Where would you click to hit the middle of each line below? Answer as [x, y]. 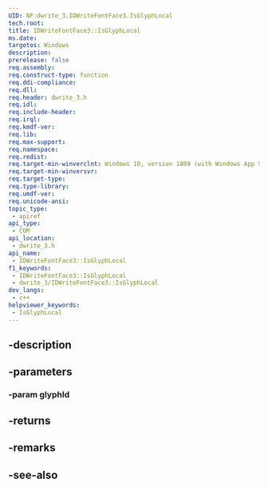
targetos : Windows [39, 46]
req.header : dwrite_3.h [48, 97]
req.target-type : [37, 179]
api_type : [25, 224]
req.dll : [23, 90]
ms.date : [23, 38]
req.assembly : [32, 68]
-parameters [40, 372]
